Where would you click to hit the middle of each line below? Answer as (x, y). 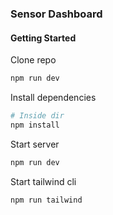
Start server (35, 144)
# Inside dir (37, 116)
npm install (35, 125)
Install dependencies (53, 97)
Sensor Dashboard (56, 14)
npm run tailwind (46, 200)
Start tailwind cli (43, 181)
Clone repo (33, 60)
